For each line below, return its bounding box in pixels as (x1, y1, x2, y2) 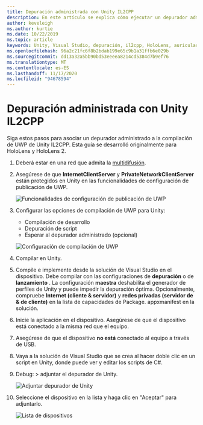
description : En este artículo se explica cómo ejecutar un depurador (7, 14, 188, 20)
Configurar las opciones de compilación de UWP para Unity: (15, 207, 166, 214)
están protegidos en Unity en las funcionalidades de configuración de (15, 177, 189, 184)
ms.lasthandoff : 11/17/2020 (7, 70, 78, 76)
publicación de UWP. (15, 184, 68, 191)
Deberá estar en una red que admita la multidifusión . (15, 159, 146, 166)
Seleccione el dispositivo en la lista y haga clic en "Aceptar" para (15, 394, 177, 401)
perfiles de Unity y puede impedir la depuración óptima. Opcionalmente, (15, 285, 195, 293)
